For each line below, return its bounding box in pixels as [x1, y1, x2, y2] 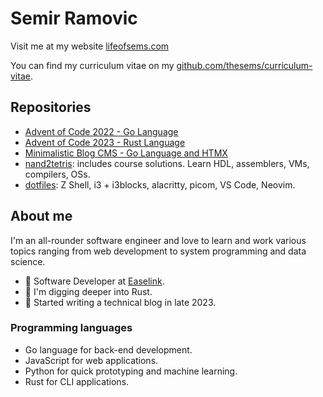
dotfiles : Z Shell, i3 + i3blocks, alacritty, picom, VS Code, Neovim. [24, 178, 296, 191]
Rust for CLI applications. [24, 375, 130, 387]
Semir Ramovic [10, 7, 138, 30]
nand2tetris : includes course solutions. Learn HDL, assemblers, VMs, [24, 157, 310, 169]
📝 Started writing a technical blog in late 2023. [24, 296, 217, 308]
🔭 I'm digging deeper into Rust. [24, 285, 153, 297]
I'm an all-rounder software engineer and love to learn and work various [10, 234, 307, 246]
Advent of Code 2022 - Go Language [24, 125, 179, 137]
